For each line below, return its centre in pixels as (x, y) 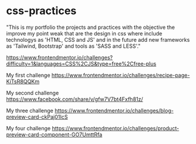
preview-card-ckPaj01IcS (37, 117)
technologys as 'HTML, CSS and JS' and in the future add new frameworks (98, 40)
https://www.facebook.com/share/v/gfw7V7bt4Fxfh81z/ (75, 99)
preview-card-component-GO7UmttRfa (54, 135)
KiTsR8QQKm (23, 81)
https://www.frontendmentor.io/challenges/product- (116, 128)
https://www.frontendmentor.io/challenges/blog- (114, 110)
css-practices (42, 11)
